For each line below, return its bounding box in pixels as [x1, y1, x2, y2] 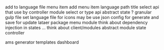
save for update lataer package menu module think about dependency [5, 19, 148, 25]
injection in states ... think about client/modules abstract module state [5, 25, 146, 31]
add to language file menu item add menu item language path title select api [5, 4, 159, 10]
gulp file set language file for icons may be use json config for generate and [5, 15, 159, 20]
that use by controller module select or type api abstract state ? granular [5, 9, 152, 15]
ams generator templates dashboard [5, 39, 79, 45]
